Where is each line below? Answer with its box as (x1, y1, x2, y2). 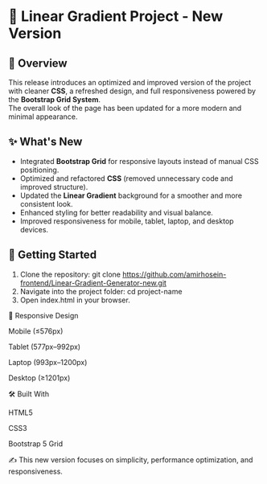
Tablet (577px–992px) (8, 342, 81, 351)
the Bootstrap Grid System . (8, 95, 101, 104)
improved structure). (19, 182, 88, 191)
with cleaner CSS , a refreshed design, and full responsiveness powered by (8, 86, 256, 96)
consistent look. (19, 199, 73, 208)
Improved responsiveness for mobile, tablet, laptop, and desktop (19, 216, 235, 226)
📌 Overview (8, 56, 68, 70)
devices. (19, 224, 49, 234)
